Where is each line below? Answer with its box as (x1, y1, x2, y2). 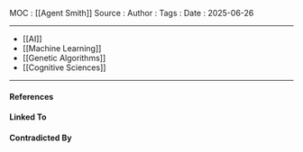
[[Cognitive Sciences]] (22, 62, 106, 73)
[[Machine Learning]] (22, 43, 102, 53)
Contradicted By (9, 132, 72, 143)
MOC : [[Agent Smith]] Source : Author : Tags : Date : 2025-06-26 (9, 8, 254, 18)
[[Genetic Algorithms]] (22, 53, 106, 63)
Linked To (9, 112, 47, 122)
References (9, 91, 54, 102)
